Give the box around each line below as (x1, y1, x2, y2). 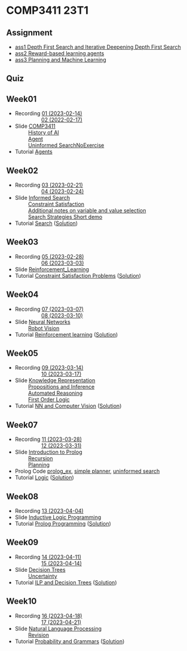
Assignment (6, 28, 53, 38)
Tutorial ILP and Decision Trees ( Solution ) (14, 578, 117, 586)
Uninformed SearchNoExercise (27, 142, 105, 149)
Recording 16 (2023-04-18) (14, 612, 82, 619)
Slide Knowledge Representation (14, 377, 96, 384)
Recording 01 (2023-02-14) (14, 110, 82, 117)
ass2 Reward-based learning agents (14, 50, 105, 57)
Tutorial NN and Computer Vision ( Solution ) (14, 403, 122, 410)
